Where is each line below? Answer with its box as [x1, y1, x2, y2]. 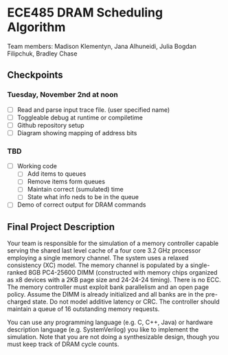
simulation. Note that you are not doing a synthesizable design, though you [7, 333, 220, 341]
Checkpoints [7, 69, 63, 81]
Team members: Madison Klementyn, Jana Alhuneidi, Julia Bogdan [7, 42, 197, 50]
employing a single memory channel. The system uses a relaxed [7, 254, 189, 262]
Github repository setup [16, 121, 84, 129]
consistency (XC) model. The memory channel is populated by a [7, 261, 189, 269]
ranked [7, 268, 27, 277]
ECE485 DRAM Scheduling [7, 5, 163, 21]
